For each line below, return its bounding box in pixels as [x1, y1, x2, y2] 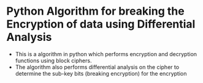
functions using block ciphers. [15, 57, 92, 64]
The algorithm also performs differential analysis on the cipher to [15, 63, 180, 71]
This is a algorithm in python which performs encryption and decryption [15, 50, 197, 57]
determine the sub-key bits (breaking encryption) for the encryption [15, 70, 187, 77]
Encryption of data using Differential [6, 17, 196, 31]
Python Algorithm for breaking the [6, 4, 185, 18]
